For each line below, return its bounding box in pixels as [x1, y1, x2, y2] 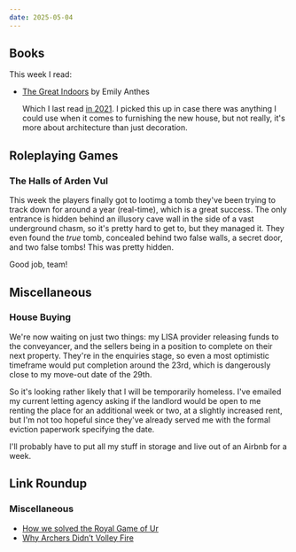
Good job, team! [9, 259, 68, 270]
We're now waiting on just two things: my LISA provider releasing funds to [9, 331, 279, 342]
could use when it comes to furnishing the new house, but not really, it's [21, 113, 285, 124]
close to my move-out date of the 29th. [9, 369, 152, 379]
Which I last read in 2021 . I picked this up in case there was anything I [21, 104, 277, 114]
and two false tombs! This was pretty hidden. [9, 242, 175, 253]
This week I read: [9, 69, 73, 80]
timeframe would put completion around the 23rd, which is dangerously [9, 360, 271, 370]
